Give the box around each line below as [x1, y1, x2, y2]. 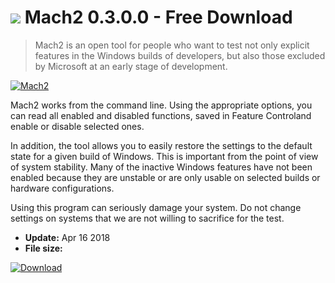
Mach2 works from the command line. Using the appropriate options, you [10, 99, 313, 111]
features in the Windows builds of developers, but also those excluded [34, 49, 326, 61]
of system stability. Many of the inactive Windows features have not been [10, 161, 313, 173]
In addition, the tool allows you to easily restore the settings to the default [10, 139, 313, 151]
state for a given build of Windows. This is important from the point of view [10, 150, 319, 162]
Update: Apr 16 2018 [24, 231, 111, 243]
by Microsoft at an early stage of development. [34, 60, 228, 72]
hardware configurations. [10, 182, 115, 194]
